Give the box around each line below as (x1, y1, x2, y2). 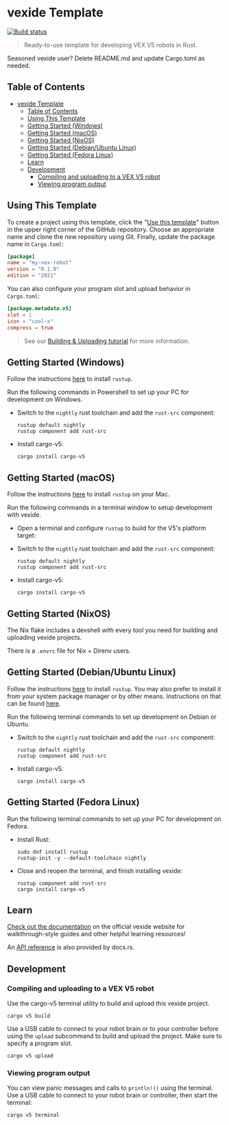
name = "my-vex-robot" (7, 259, 72, 266)
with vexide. (7, 511, 41, 519)
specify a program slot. (7, 1039, 73, 1047)
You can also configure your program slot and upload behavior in (7, 285, 191, 293)
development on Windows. (7, 395, 83, 404)
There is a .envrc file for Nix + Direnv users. (7, 647, 132, 655)
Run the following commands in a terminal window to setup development (7, 503, 213, 512)
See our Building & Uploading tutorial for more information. (23, 336, 190, 345)
